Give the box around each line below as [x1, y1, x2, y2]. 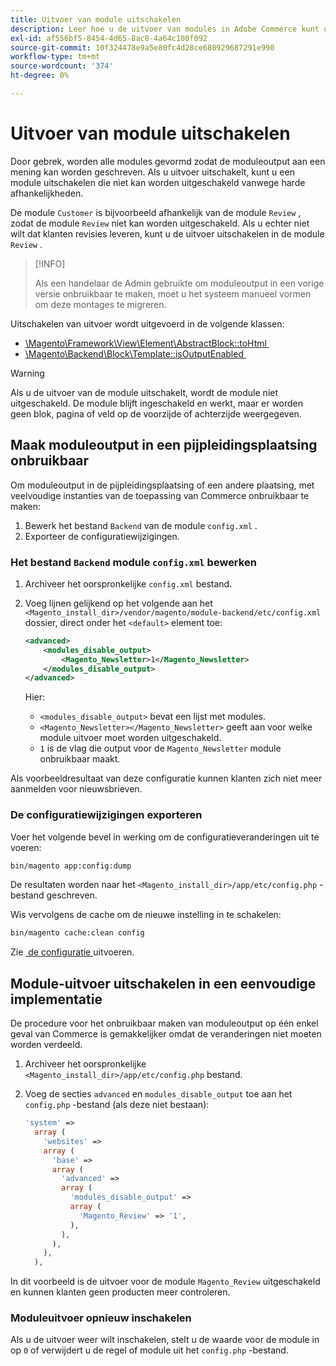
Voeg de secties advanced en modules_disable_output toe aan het [24, 1088, 293, 1100]
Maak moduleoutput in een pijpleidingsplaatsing [10, 437, 318, 454]
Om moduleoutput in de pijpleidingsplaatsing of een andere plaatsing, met [10, 479, 315, 491]
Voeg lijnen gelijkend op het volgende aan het [24, 597, 213, 609]
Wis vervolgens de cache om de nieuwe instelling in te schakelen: [10, 909, 282, 921]
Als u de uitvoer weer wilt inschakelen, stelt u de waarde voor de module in [10, 1334, 320, 1346]
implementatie [10, 991, 103, 1008]
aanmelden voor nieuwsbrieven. [10, 783, 143, 795]
